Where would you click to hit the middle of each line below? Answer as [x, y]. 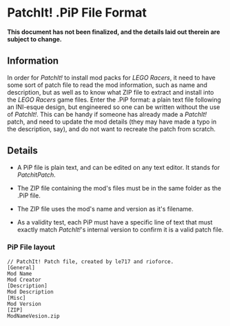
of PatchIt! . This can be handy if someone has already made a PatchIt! [107, 114]
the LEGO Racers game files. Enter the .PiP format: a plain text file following [114, 99]
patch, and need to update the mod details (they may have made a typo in [112, 122]
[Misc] [17, 298]
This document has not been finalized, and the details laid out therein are [114, 32]
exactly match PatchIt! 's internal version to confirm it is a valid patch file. [120, 229]
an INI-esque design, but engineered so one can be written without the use [114, 107]
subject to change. [34, 39]
